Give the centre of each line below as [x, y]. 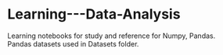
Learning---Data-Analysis [94, 14]
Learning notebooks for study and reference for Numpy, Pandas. [111, 36]
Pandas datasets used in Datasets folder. [73, 43]
